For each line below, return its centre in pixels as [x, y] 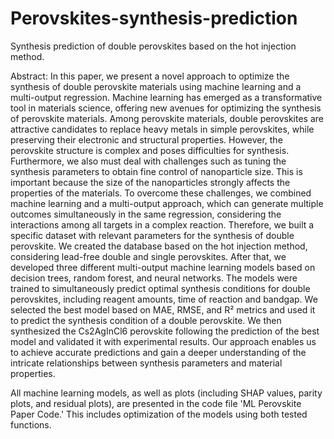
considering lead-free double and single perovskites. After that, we [148, 256]
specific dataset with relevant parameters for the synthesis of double [152, 235]
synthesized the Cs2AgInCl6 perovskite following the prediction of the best [165, 331]
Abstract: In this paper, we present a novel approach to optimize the [150, 76]
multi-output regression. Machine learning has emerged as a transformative [166, 97]
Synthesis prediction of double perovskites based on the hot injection [153, 46]
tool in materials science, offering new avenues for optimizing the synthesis [166, 108]
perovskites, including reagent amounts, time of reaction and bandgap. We [164, 299]
